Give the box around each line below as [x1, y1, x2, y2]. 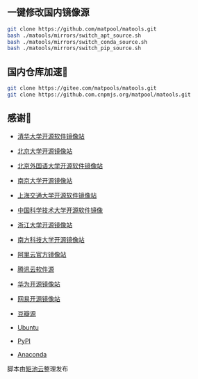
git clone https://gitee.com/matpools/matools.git [7, 85, 157, 92]
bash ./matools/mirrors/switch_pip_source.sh [7, 45, 141, 52]
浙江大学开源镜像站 [17, 220, 73, 229]
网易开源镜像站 [17, 294, 60, 303]
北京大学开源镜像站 [17, 147, 73, 155]
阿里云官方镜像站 [17, 250, 67, 259]
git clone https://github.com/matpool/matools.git [7, 25, 157, 33]
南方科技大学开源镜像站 [17, 235, 85, 243]
